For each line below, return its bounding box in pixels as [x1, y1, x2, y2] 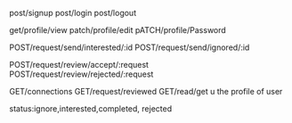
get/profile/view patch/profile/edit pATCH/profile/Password [9, 25, 227, 35]
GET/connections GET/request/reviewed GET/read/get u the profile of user [9, 86, 283, 96]
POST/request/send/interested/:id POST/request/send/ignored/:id [9, 42, 250, 53]
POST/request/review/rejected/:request [9, 69, 154, 79]
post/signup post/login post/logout [9, 8, 136, 18]
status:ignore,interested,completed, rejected [9, 103, 172, 114]
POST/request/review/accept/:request [9, 60, 150, 70]
